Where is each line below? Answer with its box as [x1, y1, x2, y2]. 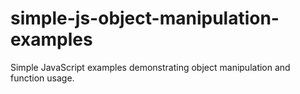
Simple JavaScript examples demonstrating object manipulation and [10, 61, 291, 73]
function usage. [10, 72, 75, 84]
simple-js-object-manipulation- [10, 7, 280, 30]
